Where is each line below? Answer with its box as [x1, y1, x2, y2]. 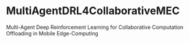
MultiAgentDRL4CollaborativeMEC [6, 4, 180, 18]
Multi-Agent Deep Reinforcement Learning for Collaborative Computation [6, 24, 184, 31]
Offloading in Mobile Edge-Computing [6, 29, 98, 37]
